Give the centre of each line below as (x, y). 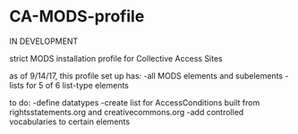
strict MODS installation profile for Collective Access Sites (116, 58)
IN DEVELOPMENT (44, 41)
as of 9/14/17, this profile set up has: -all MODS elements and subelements (146, 75)
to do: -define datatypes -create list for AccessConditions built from (135, 102)
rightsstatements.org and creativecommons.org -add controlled (127, 112)
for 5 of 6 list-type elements (77, 85)
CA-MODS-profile (77, 17)
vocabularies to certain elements (70, 121)
